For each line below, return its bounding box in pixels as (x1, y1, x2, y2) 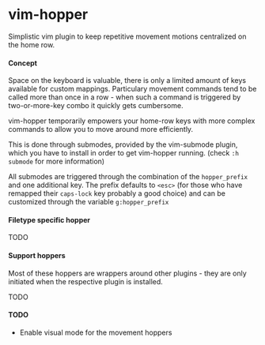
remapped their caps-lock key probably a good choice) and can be (8, 189, 225, 198)
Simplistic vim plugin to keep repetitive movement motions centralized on (8, 32, 247, 41)
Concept (8, 58, 38, 68)
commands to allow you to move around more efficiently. (8, 125, 194, 134)
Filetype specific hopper (8, 215, 91, 224)
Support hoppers (8, 250, 66, 260)
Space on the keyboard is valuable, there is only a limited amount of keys (8, 76, 247, 85)
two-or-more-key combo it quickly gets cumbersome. (8, 101, 184, 111)
